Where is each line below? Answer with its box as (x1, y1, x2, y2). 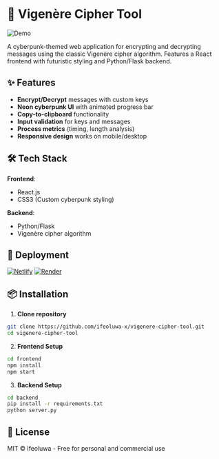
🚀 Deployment (7, 249, 69, 261)
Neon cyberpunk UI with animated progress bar (17, 103, 154, 111)
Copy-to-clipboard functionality (17, 110, 109, 118)
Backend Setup (17, 380, 62, 389)
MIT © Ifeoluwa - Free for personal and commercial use (7, 445, 165, 452)
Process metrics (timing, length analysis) (17, 124, 135, 133)
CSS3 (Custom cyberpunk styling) (17, 195, 115, 203)
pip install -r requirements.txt (7, 400, 103, 407)
